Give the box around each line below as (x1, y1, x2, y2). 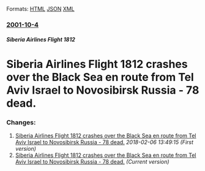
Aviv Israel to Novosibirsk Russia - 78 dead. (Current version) (15, 158, 170, 165)
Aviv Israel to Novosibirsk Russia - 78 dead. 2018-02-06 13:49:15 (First (15, 139, 194, 146)
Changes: (6, 118, 36, 126)
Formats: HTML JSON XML (6, 6, 75, 12)
